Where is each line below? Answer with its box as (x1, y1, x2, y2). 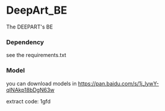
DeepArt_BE (6, 4, 67, 17)
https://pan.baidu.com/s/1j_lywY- (77, 80, 159, 87)
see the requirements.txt (6, 52, 67, 59)
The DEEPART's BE (6, 23, 54, 30)
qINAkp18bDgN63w (6, 86, 55, 93)
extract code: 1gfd (6, 97, 51, 104)
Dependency (6, 38, 45, 46)
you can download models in (6, 80, 77, 87)
